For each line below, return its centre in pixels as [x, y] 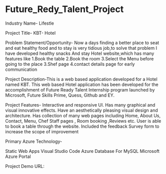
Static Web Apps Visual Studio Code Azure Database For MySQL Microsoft [82, 151]
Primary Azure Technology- [34, 141]
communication [21, 69]
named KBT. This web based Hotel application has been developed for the [82, 84]
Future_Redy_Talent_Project [64, 9]
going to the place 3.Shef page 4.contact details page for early [70, 64]
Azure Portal [18, 156]
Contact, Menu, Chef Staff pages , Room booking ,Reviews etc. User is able [83, 121]
